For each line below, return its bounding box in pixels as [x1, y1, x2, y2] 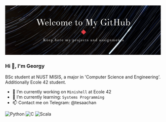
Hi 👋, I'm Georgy [5, 63, 45, 70]
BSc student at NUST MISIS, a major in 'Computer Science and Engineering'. [5, 74, 161, 80]
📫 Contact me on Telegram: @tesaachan [12, 99, 96, 105]
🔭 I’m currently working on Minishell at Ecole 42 [12, 88, 112, 94]
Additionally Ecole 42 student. [5, 79, 67, 85]
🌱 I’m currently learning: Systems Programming [12, 94, 105, 100]
